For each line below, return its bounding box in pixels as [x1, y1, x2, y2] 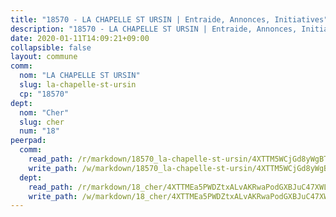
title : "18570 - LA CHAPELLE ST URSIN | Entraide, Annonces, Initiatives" [10, 14, 329, 25]
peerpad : [10, 136, 47, 146]
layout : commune [10, 52, 78, 62]
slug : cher [19, 117, 65, 127]
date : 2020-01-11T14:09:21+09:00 [10, 33, 150, 43]
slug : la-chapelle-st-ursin [19, 80, 137, 90]
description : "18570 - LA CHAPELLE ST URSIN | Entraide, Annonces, [10, 24, 298, 34]
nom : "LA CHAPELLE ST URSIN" [19, 71, 141, 81]
